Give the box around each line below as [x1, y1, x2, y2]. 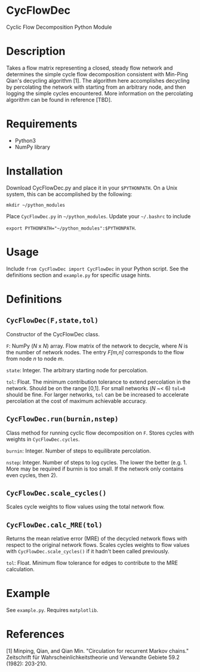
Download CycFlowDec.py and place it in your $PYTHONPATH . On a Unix [6, 184, 178, 191]
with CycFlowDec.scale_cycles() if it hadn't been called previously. [6, 548, 170, 555]
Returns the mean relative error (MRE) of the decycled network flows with [6, 535, 187, 543]
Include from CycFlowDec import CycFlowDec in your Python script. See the [6, 265, 189, 272]
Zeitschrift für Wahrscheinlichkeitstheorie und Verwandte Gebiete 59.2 [6, 654, 180, 661]
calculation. [6, 566, 35, 573]
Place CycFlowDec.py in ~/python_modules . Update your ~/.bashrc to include [6, 212, 191, 219]
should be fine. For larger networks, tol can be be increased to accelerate [6, 391, 189, 398]
